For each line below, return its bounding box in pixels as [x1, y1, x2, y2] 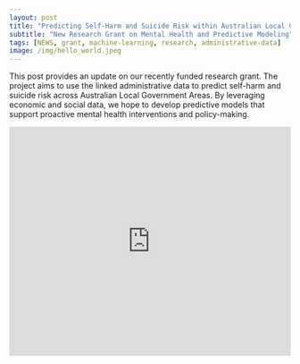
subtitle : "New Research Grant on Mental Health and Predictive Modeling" [9, 30, 294, 38]
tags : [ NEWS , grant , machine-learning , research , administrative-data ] [9, 38, 281, 47]
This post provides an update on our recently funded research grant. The [9, 71, 279, 81]
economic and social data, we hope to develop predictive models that [9, 99, 265, 110]
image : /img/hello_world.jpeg [9, 47, 122, 55]
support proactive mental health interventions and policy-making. [9, 109, 250, 120]
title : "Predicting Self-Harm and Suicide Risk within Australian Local [9, 21, 286, 30]
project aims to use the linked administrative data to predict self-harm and [9, 80, 281, 91]
